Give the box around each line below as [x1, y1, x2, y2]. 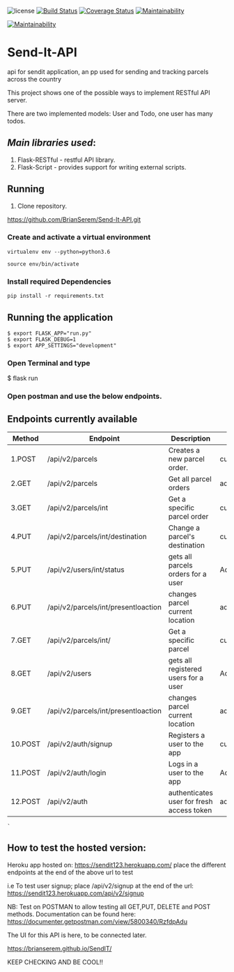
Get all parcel [168, 474, 212, 484]
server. [7, 96, 28, 104]
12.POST [10, 797, 41, 806]
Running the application [7, 311, 114, 324]
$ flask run [7, 374, 38, 383]
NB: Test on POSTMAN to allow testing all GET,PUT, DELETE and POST [7, 902, 211, 911]
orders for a [168, 569, 207, 579]
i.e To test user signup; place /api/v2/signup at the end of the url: [7, 881, 194, 890]
